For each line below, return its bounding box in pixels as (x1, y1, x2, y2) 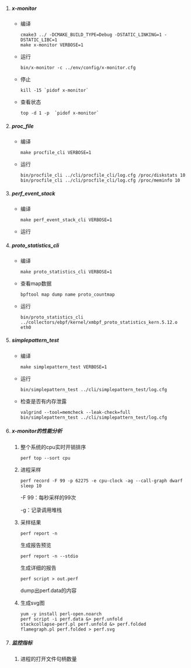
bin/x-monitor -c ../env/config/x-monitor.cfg (20, 64, 136, 70)
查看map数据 (20, 280, 52, 287)
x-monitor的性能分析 (11, 427, 62, 434)
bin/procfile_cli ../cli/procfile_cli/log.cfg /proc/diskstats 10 (20, 172, 186, 178)
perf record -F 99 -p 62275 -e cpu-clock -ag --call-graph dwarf (20, 478, 183, 484)
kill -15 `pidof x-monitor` (20, 87, 89, 93)
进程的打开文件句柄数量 (20, 655, 77, 662)
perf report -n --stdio (20, 553, 79, 559)
